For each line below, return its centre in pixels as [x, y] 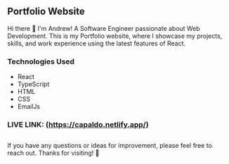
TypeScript [33, 84]
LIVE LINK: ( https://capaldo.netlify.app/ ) [78, 125]
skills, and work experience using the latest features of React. [97, 43]
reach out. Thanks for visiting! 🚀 [53, 153]
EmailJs [29, 107]
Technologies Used [41, 61]
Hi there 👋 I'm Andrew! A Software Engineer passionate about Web [104, 28]
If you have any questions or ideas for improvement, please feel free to [110, 146]
